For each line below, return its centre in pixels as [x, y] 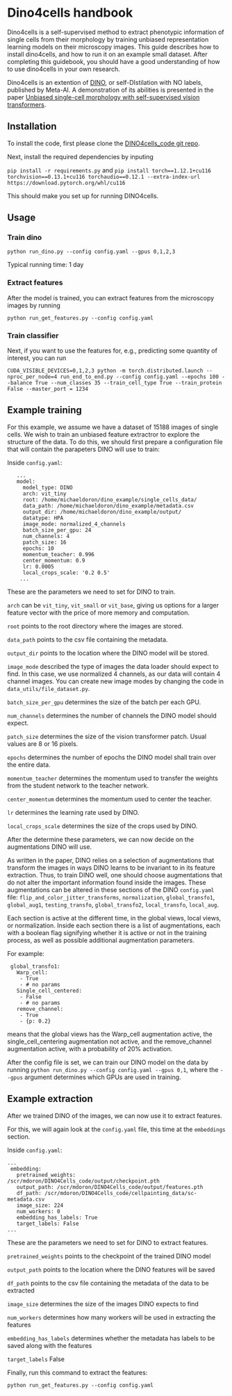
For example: [26, 953]
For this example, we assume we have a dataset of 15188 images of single [113, 427]
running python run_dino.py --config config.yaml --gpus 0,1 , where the [113, 1069]
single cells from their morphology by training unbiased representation [108, 39]
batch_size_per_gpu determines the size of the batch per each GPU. [104, 702]
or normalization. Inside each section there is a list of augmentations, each [114, 925]
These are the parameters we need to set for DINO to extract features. [108, 1242]
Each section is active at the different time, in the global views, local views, [114, 918]
